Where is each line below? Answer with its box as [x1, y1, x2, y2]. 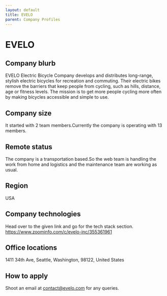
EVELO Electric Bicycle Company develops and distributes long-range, [5, 72, 153, 79]
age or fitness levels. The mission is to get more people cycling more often [5, 88, 162, 95]
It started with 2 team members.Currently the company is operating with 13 [5, 123, 162, 129]
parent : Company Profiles [5, 17, 60, 22]
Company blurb [5, 59, 56, 68]
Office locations [5, 244, 58, 252]
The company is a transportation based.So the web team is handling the [5, 156, 156, 162]
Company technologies [5, 210, 81, 219]
